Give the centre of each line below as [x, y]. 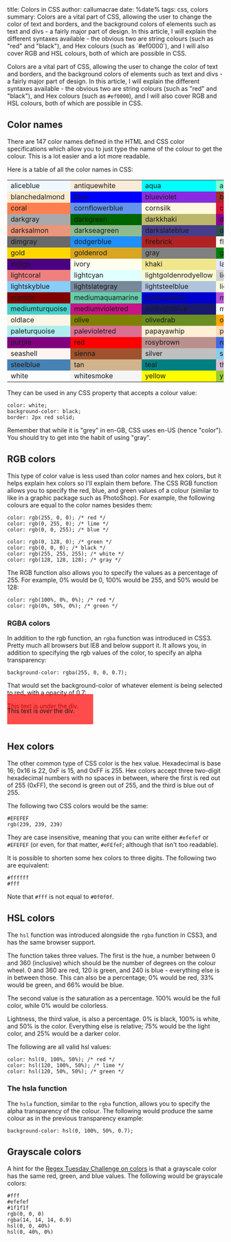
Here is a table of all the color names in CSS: [70, 169]
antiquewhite [95, 185]
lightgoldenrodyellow [179, 275]
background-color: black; [44, 411]
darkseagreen [96, 230]
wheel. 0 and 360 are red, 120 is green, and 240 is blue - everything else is [113, 970]
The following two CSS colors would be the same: [78, 806]
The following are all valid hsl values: [59, 1046]
